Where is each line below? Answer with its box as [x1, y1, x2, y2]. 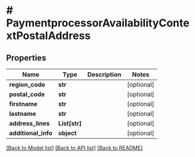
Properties [6, 53, 47, 63]
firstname [9, 100, 38, 108]
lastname [9, 110, 36, 118]
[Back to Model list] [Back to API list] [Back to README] [6, 144, 143, 151]
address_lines [9, 119, 50, 127]
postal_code [9, 90, 45, 98]
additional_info [9, 129, 52, 137]
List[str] [58, 119, 82, 127]
